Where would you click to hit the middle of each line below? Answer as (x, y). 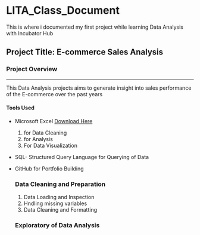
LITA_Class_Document (63, 10)
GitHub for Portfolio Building (49, 169)
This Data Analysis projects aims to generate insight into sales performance (99, 88)
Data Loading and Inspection (59, 197)
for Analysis (38, 139)
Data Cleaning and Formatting (60, 210)
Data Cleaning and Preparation (60, 184)
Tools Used (20, 108)
